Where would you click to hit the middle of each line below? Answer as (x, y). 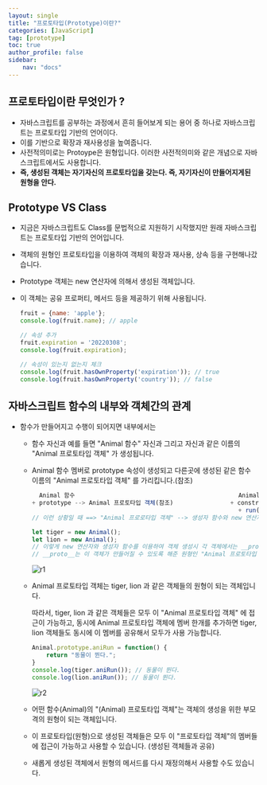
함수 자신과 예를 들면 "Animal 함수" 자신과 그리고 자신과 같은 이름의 (136, 443)
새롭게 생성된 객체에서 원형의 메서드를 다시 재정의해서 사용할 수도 (132, 763)
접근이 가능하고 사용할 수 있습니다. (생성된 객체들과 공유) (128, 746)
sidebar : (23, 61)
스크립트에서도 (42, 162)
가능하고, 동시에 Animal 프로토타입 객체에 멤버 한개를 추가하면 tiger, (151, 623)
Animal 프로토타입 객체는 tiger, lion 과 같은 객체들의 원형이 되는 (130, 586)
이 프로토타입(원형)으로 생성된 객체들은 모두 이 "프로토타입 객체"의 (134, 736)
